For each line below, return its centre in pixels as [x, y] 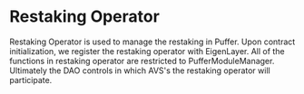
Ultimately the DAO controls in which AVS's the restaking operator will [140, 70]
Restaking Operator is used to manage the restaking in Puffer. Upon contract [152, 42]
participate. [31, 80]
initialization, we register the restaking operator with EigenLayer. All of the [147, 51]
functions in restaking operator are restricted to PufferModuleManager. [142, 61]
